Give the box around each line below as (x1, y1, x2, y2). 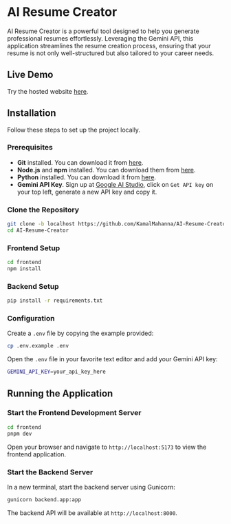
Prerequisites (7, 143, 53, 152)
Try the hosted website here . (7, 87, 89, 95)
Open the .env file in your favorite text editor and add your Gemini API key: (7, 355, 218, 363)
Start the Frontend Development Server (7, 408, 142, 418)
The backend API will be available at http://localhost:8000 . (7, 508, 177, 517)
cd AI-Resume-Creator (7, 227, 69, 234)
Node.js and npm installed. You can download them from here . (16, 165, 196, 174)
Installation (7, 108, 56, 119)
